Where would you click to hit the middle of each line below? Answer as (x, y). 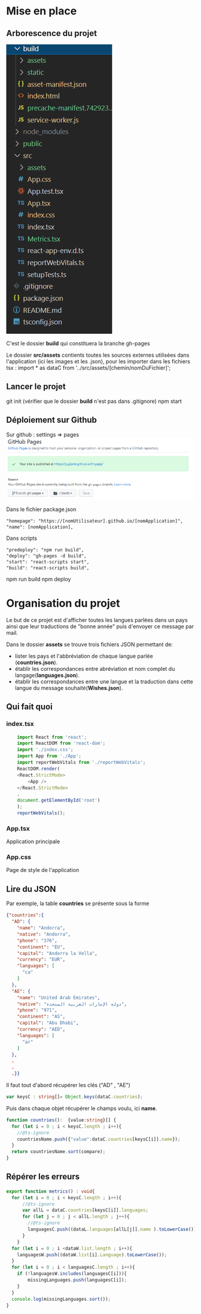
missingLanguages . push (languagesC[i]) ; (77, 1280)
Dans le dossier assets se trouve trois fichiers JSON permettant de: (90, 644)
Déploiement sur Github (52, 420)
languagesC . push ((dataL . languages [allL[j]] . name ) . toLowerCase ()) (112, 1229)
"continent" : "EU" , (41, 947)
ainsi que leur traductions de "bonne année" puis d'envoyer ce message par (100, 626)
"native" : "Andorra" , (44, 934)
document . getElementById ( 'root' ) (59, 801)
